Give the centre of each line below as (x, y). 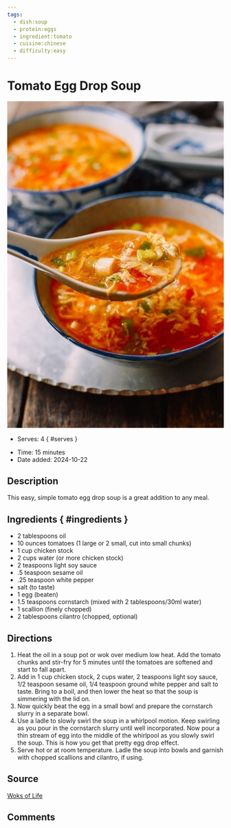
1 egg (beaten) (37, 595)
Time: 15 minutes (41, 452)
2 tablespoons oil (42, 536)
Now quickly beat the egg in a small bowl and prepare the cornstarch (115, 706)
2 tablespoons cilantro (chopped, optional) (77, 616)
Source (23, 779)
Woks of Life (25, 796)
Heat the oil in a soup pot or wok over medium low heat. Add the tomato (119, 655)
